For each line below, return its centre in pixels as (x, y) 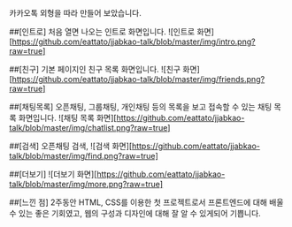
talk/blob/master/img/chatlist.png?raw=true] (90, 128)
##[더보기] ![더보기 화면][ (53, 174)
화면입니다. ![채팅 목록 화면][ (67, 118)
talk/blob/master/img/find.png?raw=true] (84, 156)
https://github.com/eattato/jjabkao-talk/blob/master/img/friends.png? (138, 79)
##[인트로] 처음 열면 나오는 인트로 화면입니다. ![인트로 (102, 32)
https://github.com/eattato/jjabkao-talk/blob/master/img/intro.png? (134, 42)
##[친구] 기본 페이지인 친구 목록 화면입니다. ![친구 (95, 69)
